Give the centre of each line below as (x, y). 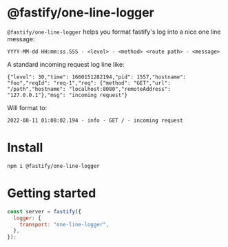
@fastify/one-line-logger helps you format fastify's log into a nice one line (114, 32)
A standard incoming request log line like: (66, 64)
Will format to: (27, 107)
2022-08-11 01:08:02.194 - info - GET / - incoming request (95, 120)
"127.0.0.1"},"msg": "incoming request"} (68, 95)
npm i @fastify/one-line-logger (53, 166)
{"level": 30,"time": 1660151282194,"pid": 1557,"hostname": (97, 77)
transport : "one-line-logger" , (64, 224)
